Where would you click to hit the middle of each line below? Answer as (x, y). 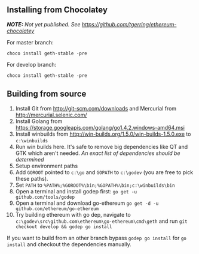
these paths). (32, 178)
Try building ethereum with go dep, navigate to (73, 214)
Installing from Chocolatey (57, 10)
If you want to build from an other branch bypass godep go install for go (97, 238)
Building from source (47, 94)
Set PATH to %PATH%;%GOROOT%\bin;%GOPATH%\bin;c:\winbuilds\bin (95, 185)
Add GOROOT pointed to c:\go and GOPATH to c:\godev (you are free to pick (104, 172)
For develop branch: (32, 64)
